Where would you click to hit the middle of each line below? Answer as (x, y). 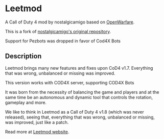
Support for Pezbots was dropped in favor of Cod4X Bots (63, 41)
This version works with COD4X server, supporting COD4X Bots (70, 82)
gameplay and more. (26, 102)
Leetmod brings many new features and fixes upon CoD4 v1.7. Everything (79, 68)
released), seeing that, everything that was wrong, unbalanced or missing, (80, 117)
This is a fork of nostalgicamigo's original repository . (58, 31)
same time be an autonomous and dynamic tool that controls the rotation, (79, 97)
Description (23, 56)
